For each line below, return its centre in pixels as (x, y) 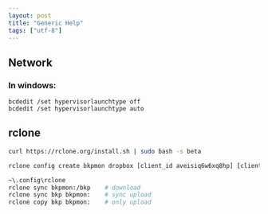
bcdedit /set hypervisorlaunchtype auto (77, 109)
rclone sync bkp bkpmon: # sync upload (80, 195)
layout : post (30, 16)
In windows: (32, 85)
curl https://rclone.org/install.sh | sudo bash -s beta (105, 151)
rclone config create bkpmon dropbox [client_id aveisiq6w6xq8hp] (121, 165)
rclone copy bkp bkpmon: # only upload (80, 202)
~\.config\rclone (37, 180)
